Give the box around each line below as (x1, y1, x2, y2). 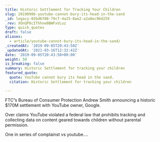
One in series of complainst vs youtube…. (5, 131, 89, 137)
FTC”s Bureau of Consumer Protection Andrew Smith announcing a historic (5, 97, 156, 103)
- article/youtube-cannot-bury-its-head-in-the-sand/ (9, 39, 121, 44)
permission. (5, 122, 29, 128)
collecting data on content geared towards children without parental (5, 117, 141, 123)
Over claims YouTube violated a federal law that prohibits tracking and (5, 111, 145, 117)
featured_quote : (5, 71, 38, 75)
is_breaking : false (5, 61, 45, 66)
